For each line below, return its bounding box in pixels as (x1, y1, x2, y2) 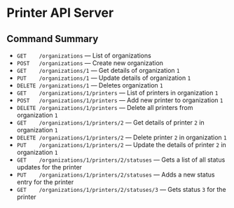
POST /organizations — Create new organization (16, 59, 164, 67)
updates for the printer (16, 163, 82, 171)
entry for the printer (16, 178, 74, 186)
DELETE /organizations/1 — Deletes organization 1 (16, 81, 163, 89)
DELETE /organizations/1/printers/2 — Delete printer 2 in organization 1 (16, 133, 227, 141)
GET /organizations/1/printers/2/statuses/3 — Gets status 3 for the (16, 186, 226, 193)
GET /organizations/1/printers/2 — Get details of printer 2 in (16, 118, 205, 127)
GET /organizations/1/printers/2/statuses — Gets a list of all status (16, 155, 226, 164)
